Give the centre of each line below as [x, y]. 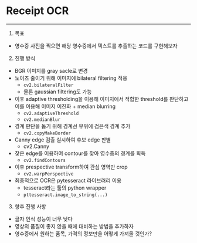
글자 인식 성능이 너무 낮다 [44, 219]
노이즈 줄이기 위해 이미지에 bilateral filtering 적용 [71, 78]
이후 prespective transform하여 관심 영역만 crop [71, 167]
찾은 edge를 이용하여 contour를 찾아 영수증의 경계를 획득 [80, 153]
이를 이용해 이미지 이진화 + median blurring [65, 106]
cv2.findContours [45, 160]
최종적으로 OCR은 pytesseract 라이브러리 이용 [68, 180]
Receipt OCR [38, 11]
